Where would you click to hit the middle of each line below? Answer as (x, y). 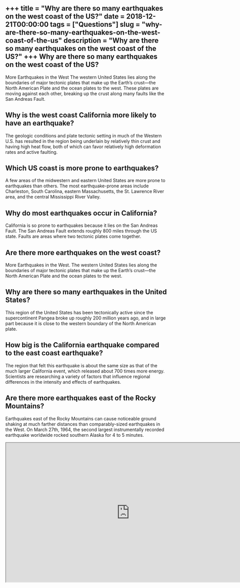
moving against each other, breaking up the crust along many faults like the (85, 93)
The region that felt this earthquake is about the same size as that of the (82, 365)
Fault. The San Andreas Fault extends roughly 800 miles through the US (81, 231)
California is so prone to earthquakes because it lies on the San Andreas (82, 225)
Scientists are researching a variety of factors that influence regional (78, 376)
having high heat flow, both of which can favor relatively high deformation (83, 147)
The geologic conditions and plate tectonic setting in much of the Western (84, 135)
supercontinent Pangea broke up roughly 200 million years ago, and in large (86, 318)
